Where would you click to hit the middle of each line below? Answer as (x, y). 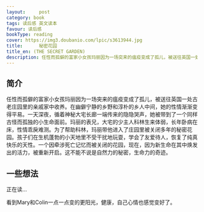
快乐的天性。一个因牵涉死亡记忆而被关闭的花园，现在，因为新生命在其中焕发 (102, 145)
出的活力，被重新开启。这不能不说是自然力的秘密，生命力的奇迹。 (89, 152)
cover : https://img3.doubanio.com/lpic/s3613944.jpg (74, 40)
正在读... (17, 189)
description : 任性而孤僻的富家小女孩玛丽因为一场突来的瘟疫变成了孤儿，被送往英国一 (101, 57)
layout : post (28, 12)
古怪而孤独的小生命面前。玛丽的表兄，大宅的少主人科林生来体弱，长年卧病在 (102, 122)
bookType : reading (29, 35)
